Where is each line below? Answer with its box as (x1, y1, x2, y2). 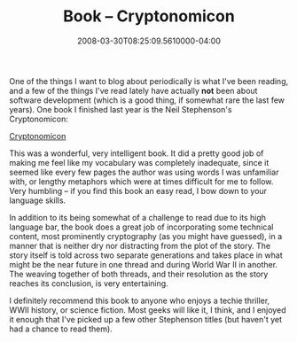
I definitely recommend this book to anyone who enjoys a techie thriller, (9, 295, 270, 306)
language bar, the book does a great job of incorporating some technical (9, 222, 274, 232)
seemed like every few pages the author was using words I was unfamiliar (9, 167, 279, 177)
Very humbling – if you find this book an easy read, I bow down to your (9, 185, 268, 196)
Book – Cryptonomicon (63, 6, 235, 27)
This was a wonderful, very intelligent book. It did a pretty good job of (9, 148, 264, 159)
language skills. (9, 195, 66, 206)
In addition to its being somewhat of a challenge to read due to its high (9, 212, 267, 222)
